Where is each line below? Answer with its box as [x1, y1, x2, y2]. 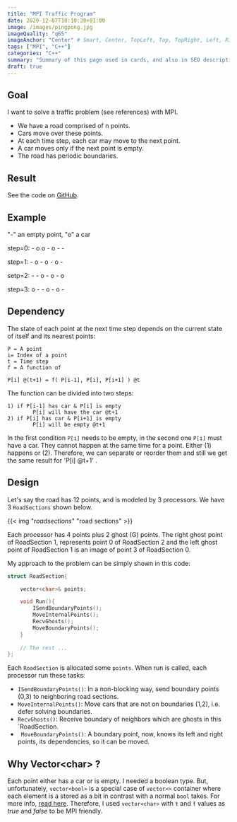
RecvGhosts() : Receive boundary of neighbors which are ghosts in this [17, 715, 221, 724]
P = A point [7, 345, 42, 352]
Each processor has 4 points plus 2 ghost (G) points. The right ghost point [7, 530, 224, 538]
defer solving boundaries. [17, 707, 93, 716]
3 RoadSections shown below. [7, 503, 93, 511]
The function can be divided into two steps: [7, 388, 134, 397]
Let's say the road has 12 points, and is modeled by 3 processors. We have [7, 495, 225, 504]
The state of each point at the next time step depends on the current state [7, 324, 223, 332]
